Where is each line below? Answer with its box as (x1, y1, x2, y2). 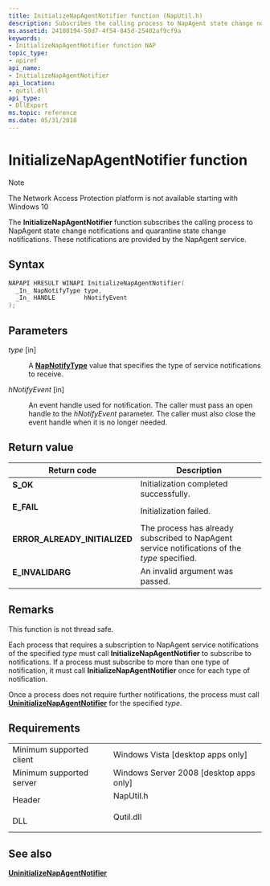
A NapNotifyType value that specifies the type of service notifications (28, 360, 261, 370)
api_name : (8, 64, 42, 72)
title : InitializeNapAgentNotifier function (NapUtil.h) (8, 11, 203, 20)
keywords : (8, 34, 42, 43)
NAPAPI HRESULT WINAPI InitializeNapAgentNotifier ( (8, 279, 185, 287)
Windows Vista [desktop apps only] (112, 749, 247, 761)
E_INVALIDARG (12, 566, 72, 577)
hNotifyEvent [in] (8, 384, 65, 394)
